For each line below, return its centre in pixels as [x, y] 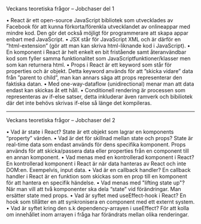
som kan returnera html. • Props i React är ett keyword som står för [89, 65]
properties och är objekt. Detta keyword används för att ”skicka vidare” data [100, 71]
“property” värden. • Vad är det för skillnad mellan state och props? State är [100, 138]
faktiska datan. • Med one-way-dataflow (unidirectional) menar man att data [100, 84]
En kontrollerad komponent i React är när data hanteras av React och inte [96, 164]
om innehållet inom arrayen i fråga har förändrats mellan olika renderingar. [98, 214]
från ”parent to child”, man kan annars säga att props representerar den [94, 78]
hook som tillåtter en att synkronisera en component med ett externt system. [100, 202]
